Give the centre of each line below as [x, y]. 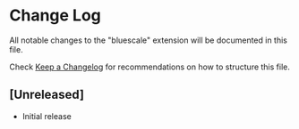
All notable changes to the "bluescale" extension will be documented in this [149, 40]
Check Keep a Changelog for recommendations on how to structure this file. [150, 67]
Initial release [47, 116]
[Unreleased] [47, 95]
